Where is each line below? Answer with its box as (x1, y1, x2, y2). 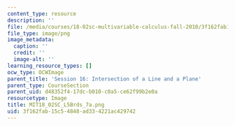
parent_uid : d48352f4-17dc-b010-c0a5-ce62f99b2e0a (7, 88, 158, 95)
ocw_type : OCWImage (7, 69, 64, 76)
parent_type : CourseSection (7, 82, 90, 89)
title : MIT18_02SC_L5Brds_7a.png (7, 101, 105, 108)
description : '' (7, 17, 55, 24)
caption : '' (13, 43, 49, 50)
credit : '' (13, 50, 45, 57)
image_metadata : (7, 36, 55, 43)
